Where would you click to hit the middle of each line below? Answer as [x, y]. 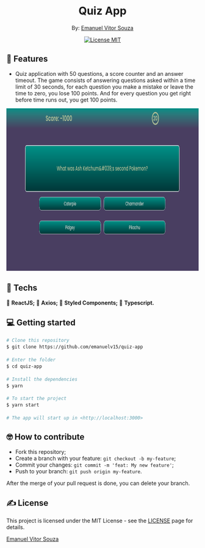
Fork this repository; [40, 451]
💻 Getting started [41, 323]
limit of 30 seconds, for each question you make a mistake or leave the [104, 87]
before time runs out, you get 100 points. [66, 100]
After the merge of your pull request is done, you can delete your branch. [98, 483]
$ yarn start [23, 405]
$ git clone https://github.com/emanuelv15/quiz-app [75, 347]
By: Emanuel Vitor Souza [103, 28]
